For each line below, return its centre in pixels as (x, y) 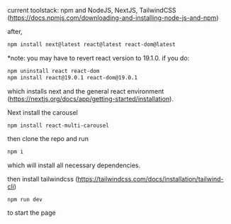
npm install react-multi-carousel (58, 125)
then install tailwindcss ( (43, 179)
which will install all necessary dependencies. (74, 165)
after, (15, 32)
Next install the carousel (43, 112)
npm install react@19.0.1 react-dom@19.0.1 (73, 77)
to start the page (32, 213)
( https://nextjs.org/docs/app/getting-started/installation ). (90, 99)
